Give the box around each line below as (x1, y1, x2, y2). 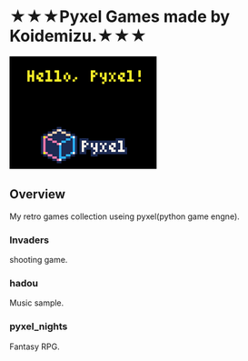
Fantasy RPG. (9, 341, 61, 352)
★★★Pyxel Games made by (9, 6, 230, 27)
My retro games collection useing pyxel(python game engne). (9, 211, 241, 222)
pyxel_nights (9, 320, 68, 333)
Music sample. (9, 297, 64, 308)
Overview (9, 186, 66, 202)
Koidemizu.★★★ (9, 25, 147, 46)
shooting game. (9, 255, 68, 266)
